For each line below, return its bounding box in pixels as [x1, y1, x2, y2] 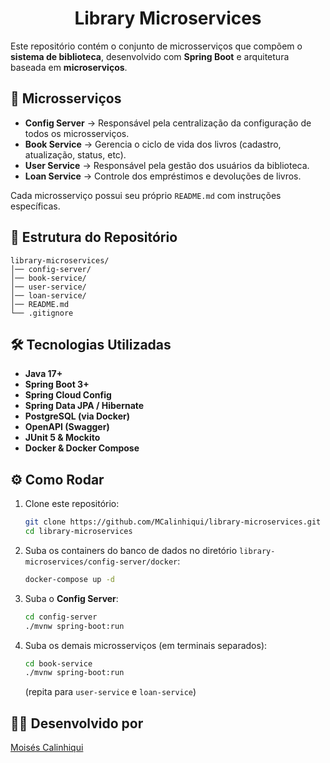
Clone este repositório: [24, 498, 120, 510]
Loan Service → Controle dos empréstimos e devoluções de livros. [24, 170, 302, 182]
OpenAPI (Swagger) [24, 421, 110, 433]
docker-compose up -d [24, 574, 115, 584]
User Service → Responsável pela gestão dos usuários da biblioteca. [24, 159, 310, 171]
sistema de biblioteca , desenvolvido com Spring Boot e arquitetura [10, 50, 290, 62]
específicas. [10, 200, 61, 212]
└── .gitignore [10, 308, 74, 318]
